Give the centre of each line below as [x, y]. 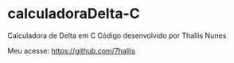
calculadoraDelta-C [74, 14]
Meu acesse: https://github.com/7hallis [72, 50]
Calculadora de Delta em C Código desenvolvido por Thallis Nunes [117, 35]
